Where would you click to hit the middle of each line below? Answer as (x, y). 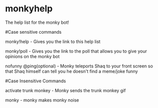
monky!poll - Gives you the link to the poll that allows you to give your (76, 51)
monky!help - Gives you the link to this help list (53, 41)
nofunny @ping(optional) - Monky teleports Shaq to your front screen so (79, 66)
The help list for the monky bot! (37, 22)
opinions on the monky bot (32, 56)
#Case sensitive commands (33, 32)
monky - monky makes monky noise (42, 100)
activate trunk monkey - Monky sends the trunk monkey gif (66, 90)
